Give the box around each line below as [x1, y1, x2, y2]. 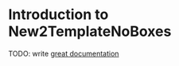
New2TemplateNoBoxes [8, 22, 172, 41]
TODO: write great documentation [8, 49, 119, 58]
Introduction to [8, 6, 109, 24]
